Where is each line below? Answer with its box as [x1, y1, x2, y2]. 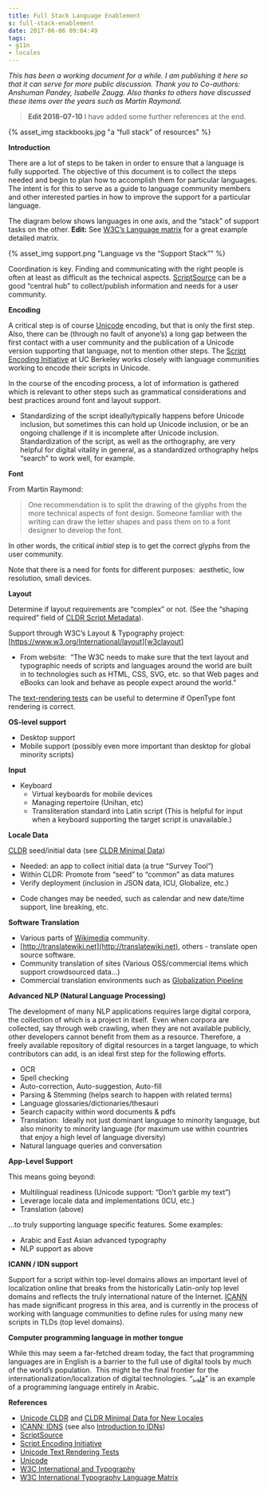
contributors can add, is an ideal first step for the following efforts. [8, 1049, 227, 1058]
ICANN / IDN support [8, 1260, 78, 1269]
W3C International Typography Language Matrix [19, 1472, 179, 1482]
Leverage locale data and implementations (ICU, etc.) [19, 1196, 195, 1205]
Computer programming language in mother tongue [8, 1333, 183, 1342]
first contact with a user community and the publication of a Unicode [8, 337, 235, 347]
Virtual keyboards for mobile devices [31, 789, 153, 799]
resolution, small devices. [8, 573, 92, 583]
